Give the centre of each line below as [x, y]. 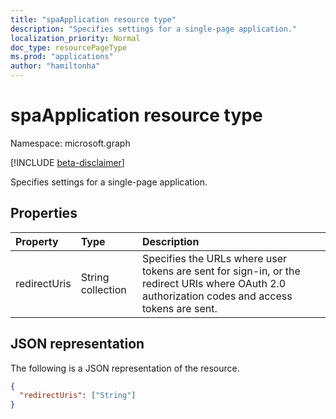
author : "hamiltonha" [55, 66]
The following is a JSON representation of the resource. [125, 368]
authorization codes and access [217, 296]
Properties [44, 213]
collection [103, 289]
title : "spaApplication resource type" [93, 19]
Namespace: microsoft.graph [70, 143]
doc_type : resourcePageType [69, 47]
